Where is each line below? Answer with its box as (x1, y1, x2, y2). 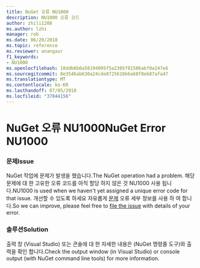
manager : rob (6, 31, 39, 38)
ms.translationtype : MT (6, 76, 66, 82)
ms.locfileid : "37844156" (6, 93, 71, 99)
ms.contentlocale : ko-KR (6, 82, 69, 88)
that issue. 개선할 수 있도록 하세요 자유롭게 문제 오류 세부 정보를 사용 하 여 (6, 195, 181, 202)
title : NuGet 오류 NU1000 (6, 8, 69, 15)
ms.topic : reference (6, 43, 58, 49)
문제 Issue (6, 157, 34, 165)
